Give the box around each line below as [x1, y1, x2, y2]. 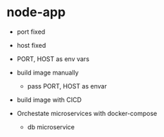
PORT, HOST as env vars [16, 54, 89, 63]
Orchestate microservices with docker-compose [16, 109, 158, 117]
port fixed [16, 27, 46, 36]
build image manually [16, 68, 79, 77]
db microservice [27, 122, 75, 131]
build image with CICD [16, 96, 82, 104]
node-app [6, 4, 66, 20]
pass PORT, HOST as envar [27, 81, 107, 90]
